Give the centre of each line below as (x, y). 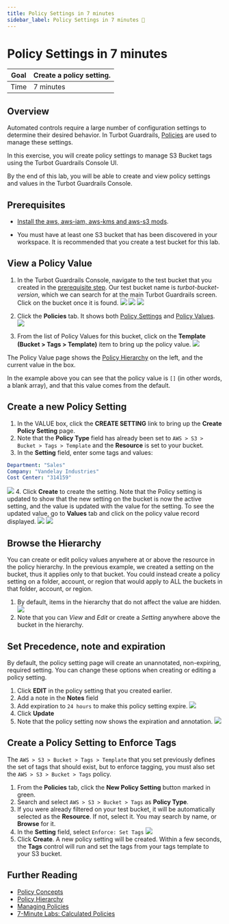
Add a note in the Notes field (58, 698)
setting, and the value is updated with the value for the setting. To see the (111, 506)
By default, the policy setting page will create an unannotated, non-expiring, (114, 662)
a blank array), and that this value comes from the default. (89, 385)
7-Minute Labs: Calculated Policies (66, 913)
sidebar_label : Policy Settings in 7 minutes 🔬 (76, 20)
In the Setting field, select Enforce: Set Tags (80, 832)
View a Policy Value (50, 263)
